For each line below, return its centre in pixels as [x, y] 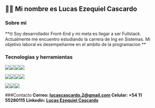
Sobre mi [16, 23]
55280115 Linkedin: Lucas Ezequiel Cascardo [52, 100]
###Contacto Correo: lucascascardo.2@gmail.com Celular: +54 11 [74, 95]
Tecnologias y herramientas [39, 57]
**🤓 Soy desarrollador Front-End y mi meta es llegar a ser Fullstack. [73, 33]
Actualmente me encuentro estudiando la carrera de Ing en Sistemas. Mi [78, 39]
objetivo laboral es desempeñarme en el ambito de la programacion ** [76, 44]
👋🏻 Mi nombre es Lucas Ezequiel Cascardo [71, 9]
